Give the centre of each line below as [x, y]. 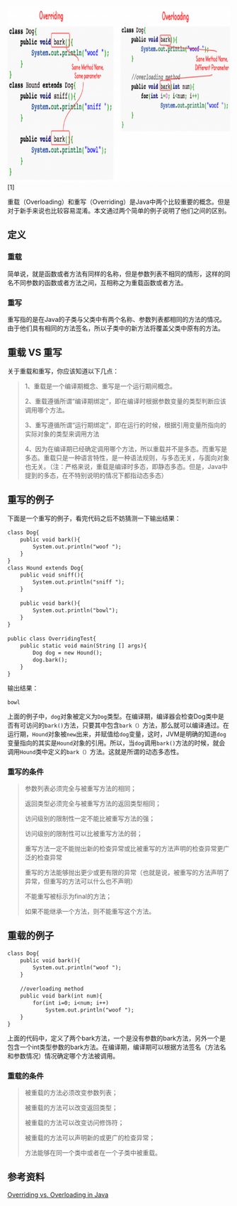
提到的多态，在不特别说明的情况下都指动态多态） [96, 475]
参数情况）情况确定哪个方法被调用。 [66, 1055]
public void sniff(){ [52, 575]
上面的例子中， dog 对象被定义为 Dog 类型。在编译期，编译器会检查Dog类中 [113, 716]
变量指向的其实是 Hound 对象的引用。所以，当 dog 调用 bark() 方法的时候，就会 [116, 743]
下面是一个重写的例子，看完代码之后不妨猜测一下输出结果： [94, 518]
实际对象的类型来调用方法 [62, 434]
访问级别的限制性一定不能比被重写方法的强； [90, 818]
